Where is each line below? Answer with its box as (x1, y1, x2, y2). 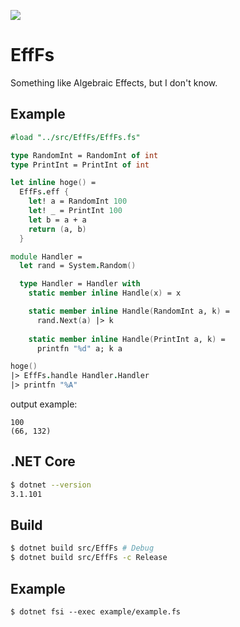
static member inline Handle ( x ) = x (28, 288, 182, 299)
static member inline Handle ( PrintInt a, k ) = (28, 334, 226, 344)
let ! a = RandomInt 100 (28, 196, 128, 207)
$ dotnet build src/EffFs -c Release (10, 553, 168, 563)
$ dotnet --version (10, 480, 92, 490)
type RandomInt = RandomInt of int (10, 150, 159, 160)
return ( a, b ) (28, 224, 87, 234)
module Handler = (10, 251, 83, 262)
